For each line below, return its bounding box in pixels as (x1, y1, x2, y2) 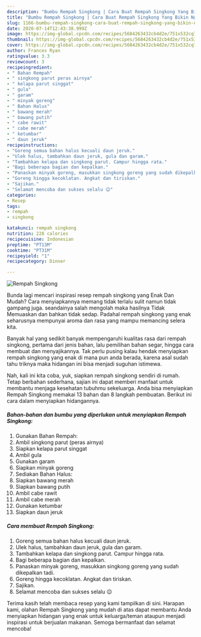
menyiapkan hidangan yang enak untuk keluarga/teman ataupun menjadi (7, 612, 185, 620)
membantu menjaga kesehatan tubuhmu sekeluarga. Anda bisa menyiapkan (7, 385, 193, 392)
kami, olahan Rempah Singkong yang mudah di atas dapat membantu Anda (7, 606, 191, 613)
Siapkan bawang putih (15, 483, 71, 491)
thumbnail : (7, 36, 34, 42)
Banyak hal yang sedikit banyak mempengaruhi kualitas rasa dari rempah (7, 335, 187, 342)
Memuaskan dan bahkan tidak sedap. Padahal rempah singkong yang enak (7, 311, 191, 318)
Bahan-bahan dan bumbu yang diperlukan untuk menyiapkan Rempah (7, 411, 187, 418)
